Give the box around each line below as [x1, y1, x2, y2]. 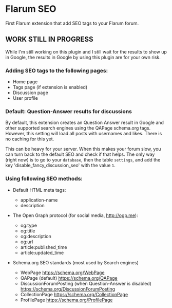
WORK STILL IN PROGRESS [5, 35, 93, 44]
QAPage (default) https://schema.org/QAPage [20, 275, 118, 281]
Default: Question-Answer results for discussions [5, 107, 132, 115]
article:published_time [20, 244, 67, 250]
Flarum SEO [5, 3, 56, 15]
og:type [20, 222, 37, 228]
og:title [20, 227, 35, 234]
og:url [20, 239, 33, 245]
